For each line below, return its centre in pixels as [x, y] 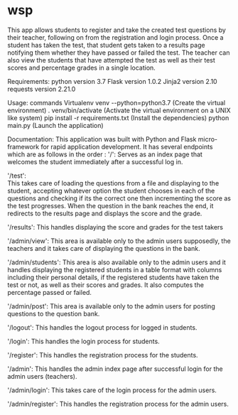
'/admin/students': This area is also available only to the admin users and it [117, 262]
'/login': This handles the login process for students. [83, 341]
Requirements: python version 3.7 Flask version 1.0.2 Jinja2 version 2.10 [113, 81]
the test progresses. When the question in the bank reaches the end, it [110, 205]
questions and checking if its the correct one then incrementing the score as [119, 198]
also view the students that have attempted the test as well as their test [111, 60]
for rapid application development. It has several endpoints [127, 146]
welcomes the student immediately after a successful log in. [95, 161]
